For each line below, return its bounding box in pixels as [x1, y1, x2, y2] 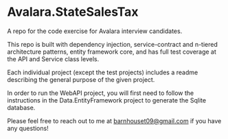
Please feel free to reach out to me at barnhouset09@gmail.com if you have [7, 116, 222, 125]
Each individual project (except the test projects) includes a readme [7, 68, 198, 76]
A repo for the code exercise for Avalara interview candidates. [7, 27, 183, 35]
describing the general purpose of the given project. [7, 75, 155, 83]
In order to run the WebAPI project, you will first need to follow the [7, 89, 194, 97]
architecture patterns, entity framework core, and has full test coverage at [7, 47, 216, 56]
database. [7, 103, 36, 111]
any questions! [7, 124, 49, 132]
